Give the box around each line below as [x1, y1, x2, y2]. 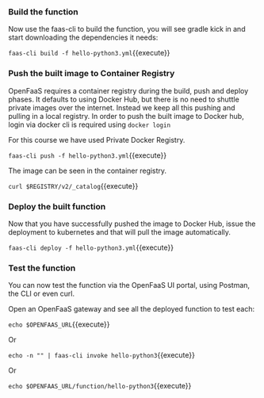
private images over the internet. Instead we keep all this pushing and [8, 102, 235, 113]
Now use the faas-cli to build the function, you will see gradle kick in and [8, 25, 246, 34]
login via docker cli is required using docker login [8, 120, 171, 129]
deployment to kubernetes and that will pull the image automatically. [8, 227, 231, 236]
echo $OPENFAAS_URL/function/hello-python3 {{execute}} [8, 381, 192, 391]
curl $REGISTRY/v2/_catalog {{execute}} [8, 181, 139, 190]
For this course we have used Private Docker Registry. [8, 135, 186, 144]
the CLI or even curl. [8, 289, 75, 299]
